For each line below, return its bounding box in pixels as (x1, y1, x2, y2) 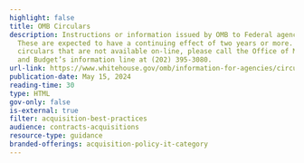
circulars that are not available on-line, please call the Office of (17, 47, 290, 56)
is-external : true (9, 106, 79, 115)
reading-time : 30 (9, 81, 75, 90)
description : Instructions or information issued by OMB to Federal (9, 30, 273, 39)
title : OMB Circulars (9, 22, 91, 31)
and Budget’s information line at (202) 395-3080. (17, 55, 213, 64)
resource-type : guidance (9, 131, 103, 140)
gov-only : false (9, 97, 71, 107)
